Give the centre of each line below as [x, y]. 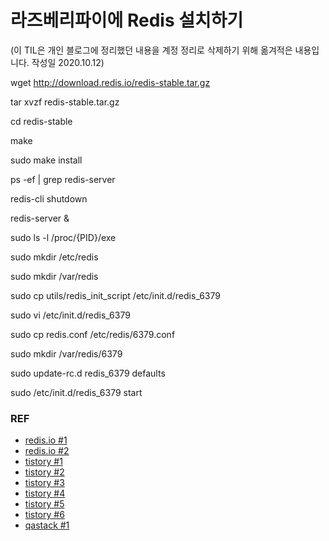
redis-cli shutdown [49, 198]
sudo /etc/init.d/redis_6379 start [76, 392]
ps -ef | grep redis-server [63, 179]
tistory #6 [44, 515]
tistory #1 [43, 462]
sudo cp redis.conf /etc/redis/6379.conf [93, 334]
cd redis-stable [41, 121]
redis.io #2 [47, 451]
